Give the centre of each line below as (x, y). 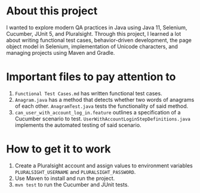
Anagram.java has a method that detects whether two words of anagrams (104, 99)
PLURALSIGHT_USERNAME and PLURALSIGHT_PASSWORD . (75, 172)
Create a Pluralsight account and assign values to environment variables (104, 166)
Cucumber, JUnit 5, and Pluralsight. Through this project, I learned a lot (93, 33)
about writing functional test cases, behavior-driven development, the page (99, 40)
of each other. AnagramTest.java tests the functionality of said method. (101, 106)
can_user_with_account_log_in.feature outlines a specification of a (98, 112)
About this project (52, 11)
